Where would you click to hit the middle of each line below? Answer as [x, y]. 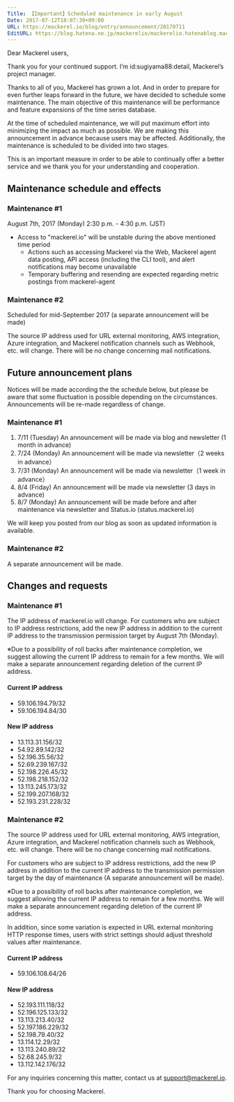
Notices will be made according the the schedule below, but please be [108, 390]
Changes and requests [57, 586]
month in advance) [44, 445]
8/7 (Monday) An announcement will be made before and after [107, 502]
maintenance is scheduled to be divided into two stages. [88, 146]
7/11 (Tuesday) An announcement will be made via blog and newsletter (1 [122, 438]
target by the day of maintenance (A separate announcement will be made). [116, 878]
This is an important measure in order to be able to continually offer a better [116, 159]
